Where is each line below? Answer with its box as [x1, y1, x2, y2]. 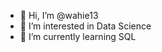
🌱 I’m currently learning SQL [19, 31, 137, 42]
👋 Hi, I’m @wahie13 [19, 10, 99, 21]
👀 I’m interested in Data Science [19, 20, 152, 32]
